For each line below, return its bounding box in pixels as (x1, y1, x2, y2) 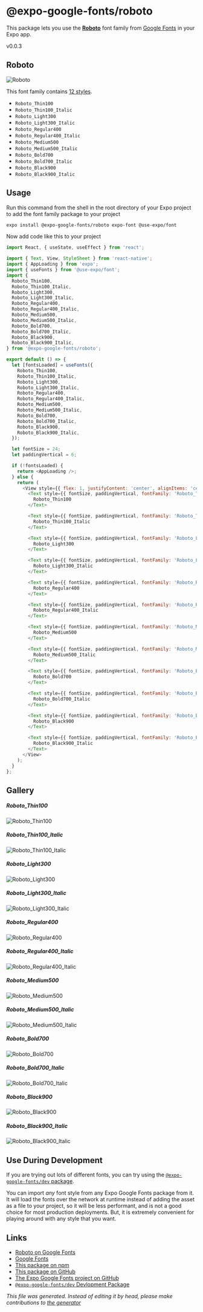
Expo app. (6, 30, 32, 38)
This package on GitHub (14, 1268, 76, 1275)
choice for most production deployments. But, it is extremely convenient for (6, 1209, 195, 1216)
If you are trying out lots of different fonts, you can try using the (6, 1171, 165, 1178)
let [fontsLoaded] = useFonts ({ (11, 362, 94, 369)
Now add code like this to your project (6, 233, 101, 240)
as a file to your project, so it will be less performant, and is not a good (6, 1202, 182, 1210)
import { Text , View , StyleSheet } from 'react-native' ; (6, 255, 153, 261)
